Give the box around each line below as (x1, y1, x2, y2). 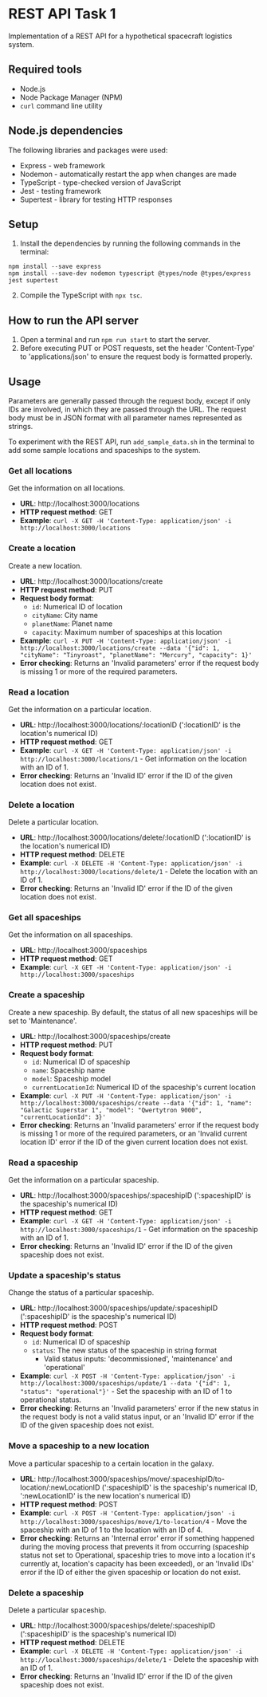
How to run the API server (8, 313, 139, 327)
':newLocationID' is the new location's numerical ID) (19, 1490, 191, 1500)
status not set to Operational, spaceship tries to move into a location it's (19, 1550, 256, 1560)
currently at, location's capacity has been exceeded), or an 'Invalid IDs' (19, 1558, 254, 1568)
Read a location (8, 687, 69, 698)
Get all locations (8, 465, 73, 476)
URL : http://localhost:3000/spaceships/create (19, 1031, 171, 1041)
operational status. (19, 1395, 82, 1404)
